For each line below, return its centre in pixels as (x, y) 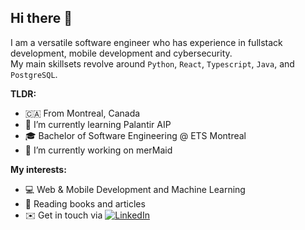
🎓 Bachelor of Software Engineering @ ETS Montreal (135, 135)
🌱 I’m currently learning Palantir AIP (98, 124)
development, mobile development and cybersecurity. (121, 53)
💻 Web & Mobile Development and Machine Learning (135, 189)
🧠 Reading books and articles (85, 203)
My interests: (38, 169)
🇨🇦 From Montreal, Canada (82, 113)
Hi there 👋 (41, 18)
